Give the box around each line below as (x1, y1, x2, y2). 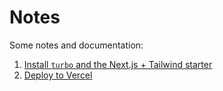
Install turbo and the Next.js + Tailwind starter (23, 58, 213, 70)
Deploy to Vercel (23, 69, 93, 81)
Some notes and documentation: (9, 39, 144, 51)
